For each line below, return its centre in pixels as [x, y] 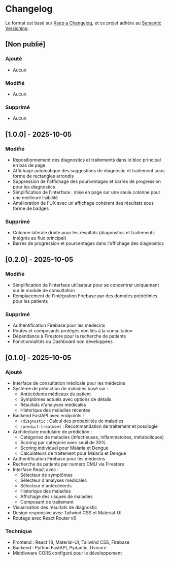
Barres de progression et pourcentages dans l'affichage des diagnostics [88, 243]
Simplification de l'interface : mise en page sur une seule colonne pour [87, 192]
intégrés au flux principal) [39, 238]
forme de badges [31, 208]
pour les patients [30, 301]
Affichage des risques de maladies [56, 496]
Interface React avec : [36, 469]
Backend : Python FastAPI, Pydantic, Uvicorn [59, 548]
